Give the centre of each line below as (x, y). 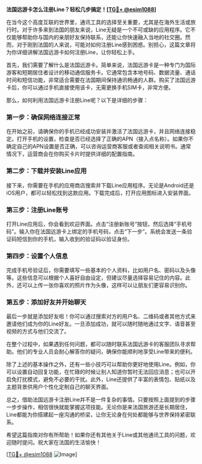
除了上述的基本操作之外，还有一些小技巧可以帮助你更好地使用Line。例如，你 (101, 364)
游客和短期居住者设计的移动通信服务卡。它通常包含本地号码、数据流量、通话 (101, 72)
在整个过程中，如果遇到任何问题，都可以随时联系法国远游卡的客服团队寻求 (98, 344)
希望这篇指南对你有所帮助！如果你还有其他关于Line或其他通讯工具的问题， (98, 435)
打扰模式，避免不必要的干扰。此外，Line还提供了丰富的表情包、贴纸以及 (106, 379)
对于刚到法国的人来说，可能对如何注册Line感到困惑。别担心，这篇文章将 (106, 45)
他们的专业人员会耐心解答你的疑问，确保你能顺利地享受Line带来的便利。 (106, 352)
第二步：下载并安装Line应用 (47, 171)
